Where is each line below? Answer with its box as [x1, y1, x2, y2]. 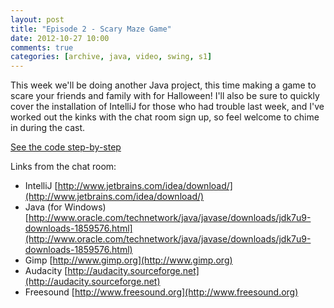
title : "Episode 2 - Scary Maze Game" [10, 24, 172, 34]
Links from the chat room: [10, 161, 117, 173]
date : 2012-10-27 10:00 [10, 33, 110, 43]
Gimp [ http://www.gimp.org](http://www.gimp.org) [24, 254, 233, 266]
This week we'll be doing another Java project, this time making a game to [10, 79, 317, 91]
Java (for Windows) [24, 201, 107, 213]
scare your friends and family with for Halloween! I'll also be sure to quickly [10, 90, 320, 102]
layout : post [10, 14, 65, 25]
